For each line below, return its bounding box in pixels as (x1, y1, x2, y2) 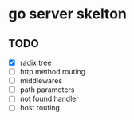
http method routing (19, 67, 86, 77)
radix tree (19, 58, 52, 67)
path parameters (19, 85, 75, 94)
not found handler (19, 94, 79, 104)
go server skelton (8, 5, 128, 23)
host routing (19, 103, 60, 113)
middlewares (19, 76, 62, 86)
